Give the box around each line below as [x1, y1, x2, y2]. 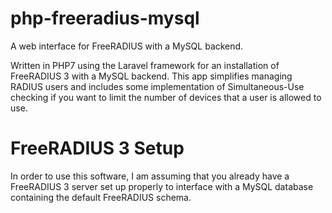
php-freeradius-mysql [10, 7, 200, 30]
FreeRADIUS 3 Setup [10, 137, 185, 160]
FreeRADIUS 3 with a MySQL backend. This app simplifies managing [10, 70, 293, 82]
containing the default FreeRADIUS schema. [10, 191, 192, 203]
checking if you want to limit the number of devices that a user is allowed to [10, 91, 322, 103]
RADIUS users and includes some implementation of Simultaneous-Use [10, 80, 305, 92]
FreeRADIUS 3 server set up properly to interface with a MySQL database [10, 180, 314, 192]
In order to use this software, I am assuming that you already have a [10, 170, 290, 182]
